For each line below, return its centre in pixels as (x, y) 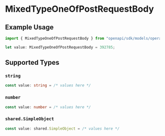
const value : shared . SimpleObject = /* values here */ (62, 129)
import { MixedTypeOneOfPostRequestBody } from (55, 38)
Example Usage (29, 27)
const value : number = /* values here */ (48, 107)
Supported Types (32, 63)
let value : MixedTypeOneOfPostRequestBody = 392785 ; (60, 47)
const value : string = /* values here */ (48, 85)
